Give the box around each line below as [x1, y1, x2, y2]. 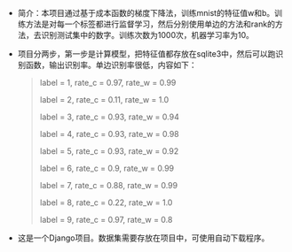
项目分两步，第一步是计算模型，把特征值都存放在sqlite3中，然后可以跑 [17, 49, 276, 59]
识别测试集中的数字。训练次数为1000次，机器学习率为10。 [41, 30, 255, 40]
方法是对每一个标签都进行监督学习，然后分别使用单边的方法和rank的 [25, 19, 275, 29]
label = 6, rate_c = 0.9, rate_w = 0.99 [39, 163, 175, 173]
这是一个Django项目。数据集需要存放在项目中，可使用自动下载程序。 [17, 233, 270, 243]
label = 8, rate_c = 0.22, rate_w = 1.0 [39, 197, 173, 208]
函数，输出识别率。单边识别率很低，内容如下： [25, 60, 197, 70]
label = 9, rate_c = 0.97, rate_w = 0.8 [39, 215, 173, 225]
